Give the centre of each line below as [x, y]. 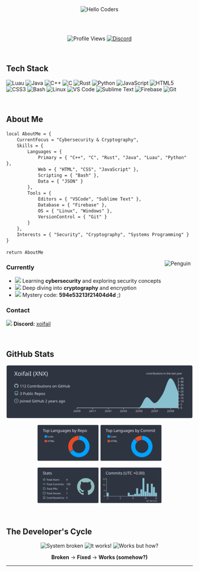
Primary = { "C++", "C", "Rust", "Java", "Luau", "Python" [112, 157]
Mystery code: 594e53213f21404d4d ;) [72, 295]
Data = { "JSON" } [60, 181]
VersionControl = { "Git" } [73, 217]
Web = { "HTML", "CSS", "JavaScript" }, [88, 169]
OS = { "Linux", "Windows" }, [75, 211]
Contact [18, 310]
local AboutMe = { [29, 134]
